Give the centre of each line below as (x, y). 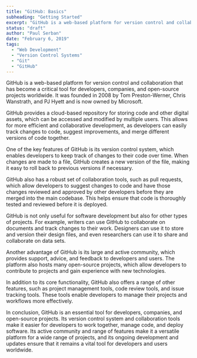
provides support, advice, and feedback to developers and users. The (90, 259)
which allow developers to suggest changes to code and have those (88, 186)
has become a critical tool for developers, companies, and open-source (93, 89)
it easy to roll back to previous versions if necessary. (70, 168)
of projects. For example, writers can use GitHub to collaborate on (86, 222)
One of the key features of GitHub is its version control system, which (90, 149)
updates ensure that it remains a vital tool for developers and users (87, 344)
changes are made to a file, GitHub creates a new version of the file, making (98, 162)
